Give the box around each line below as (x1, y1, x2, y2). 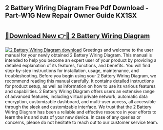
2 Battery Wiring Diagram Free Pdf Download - (5, 4, 149, 12)
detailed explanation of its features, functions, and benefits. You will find (5, 63, 150, 68)
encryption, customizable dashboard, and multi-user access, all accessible (5, 99, 156, 104)
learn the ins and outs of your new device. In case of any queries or (5, 114, 141, 120)
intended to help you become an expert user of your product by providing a (5, 57, 157, 63)
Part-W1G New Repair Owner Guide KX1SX (5, 12, 137, 20)
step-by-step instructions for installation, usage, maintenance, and (5, 68, 139, 74)
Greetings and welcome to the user (82, 47, 154, 53)
